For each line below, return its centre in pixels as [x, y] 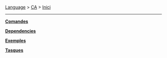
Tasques [14, 50]
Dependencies [21, 31]
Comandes [17, 21]
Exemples [16, 41]
